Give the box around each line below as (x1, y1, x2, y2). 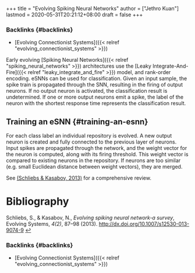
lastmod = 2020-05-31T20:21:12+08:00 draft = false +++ (6, 11, 143, 18)
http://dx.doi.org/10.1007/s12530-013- (98, 220, 190, 228)
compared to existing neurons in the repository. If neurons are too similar (6, 157, 181, 164)
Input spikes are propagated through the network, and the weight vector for (6, 145, 187, 152)
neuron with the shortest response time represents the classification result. (6, 100, 186, 107)
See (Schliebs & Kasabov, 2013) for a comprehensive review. (6, 174, 151, 181)
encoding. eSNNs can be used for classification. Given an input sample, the (6, 75, 187, 82)
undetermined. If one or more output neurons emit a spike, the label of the (6, 93, 184, 101)
